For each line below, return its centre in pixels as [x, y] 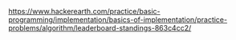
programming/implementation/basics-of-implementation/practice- [118, 20]
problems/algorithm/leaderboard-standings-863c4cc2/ [100, 28]
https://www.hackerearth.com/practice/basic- [84, 11]
